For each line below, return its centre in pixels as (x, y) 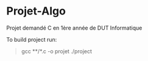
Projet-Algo (36, 11)
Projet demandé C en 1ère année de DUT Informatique (74, 28)
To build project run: (32, 39)
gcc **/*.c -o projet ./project (57, 51)
